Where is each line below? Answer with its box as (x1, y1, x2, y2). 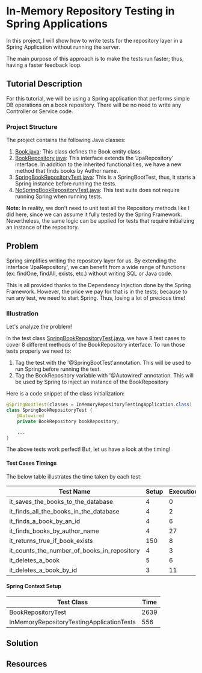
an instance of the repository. (6, 224, 79, 231)
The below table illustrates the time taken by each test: (6, 473, 142, 480)
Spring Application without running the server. (6, 43, 120, 51)
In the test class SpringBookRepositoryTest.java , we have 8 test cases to (6, 335, 186, 342)
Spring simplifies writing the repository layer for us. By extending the (6, 257, 177, 264)
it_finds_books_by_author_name (9, 527, 99, 535)
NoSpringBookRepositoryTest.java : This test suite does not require (14, 187, 180, 194)
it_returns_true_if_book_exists (9, 536, 93, 545)
